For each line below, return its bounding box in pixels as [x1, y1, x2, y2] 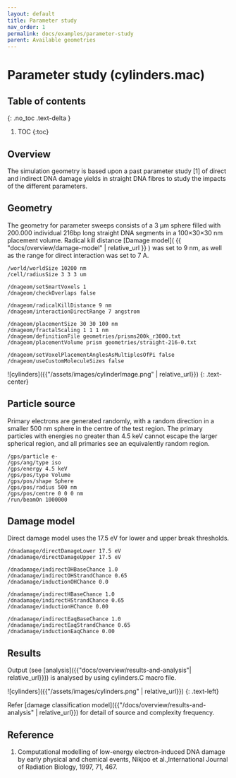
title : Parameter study [7, 17, 77, 24]
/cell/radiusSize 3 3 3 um [7, 271, 87, 278]
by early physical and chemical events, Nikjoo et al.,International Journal [17, 755, 228, 763]
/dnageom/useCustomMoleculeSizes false [7, 358, 125, 365]
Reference [7, 729, 54, 741]
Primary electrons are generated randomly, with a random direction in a [7, 416, 215, 425]
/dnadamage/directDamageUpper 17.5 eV [7, 554, 121, 561]
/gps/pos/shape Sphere [7, 478, 74, 485]
